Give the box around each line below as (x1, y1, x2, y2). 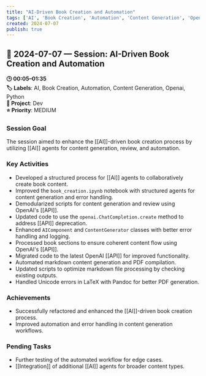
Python (6, 93, 25, 101)
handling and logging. (15, 232, 71, 240)
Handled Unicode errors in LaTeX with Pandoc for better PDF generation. (15, 278, 199, 285)
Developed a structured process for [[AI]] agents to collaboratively (15, 174, 184, 181)
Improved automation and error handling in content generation (15, 320, 173, 328)
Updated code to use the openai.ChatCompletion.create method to (15, 213, 184, 220)
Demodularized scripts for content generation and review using (15, 200, 175, 207)
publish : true (6, 26, 43, 33)
